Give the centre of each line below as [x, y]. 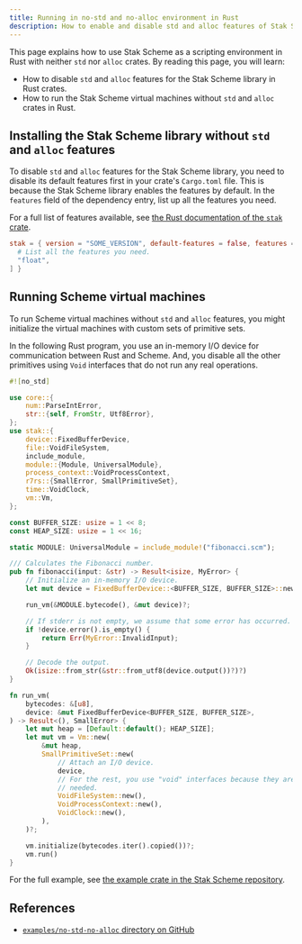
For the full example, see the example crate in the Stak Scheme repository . [147, 880]
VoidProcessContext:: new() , [110, 804]
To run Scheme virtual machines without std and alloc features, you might [147, 318]
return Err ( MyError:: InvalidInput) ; [110, 638]
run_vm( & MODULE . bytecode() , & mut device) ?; [108, 604]
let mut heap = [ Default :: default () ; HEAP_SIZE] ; [120, 729]
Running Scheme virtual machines [108, 297]
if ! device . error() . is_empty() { [88, 630]
